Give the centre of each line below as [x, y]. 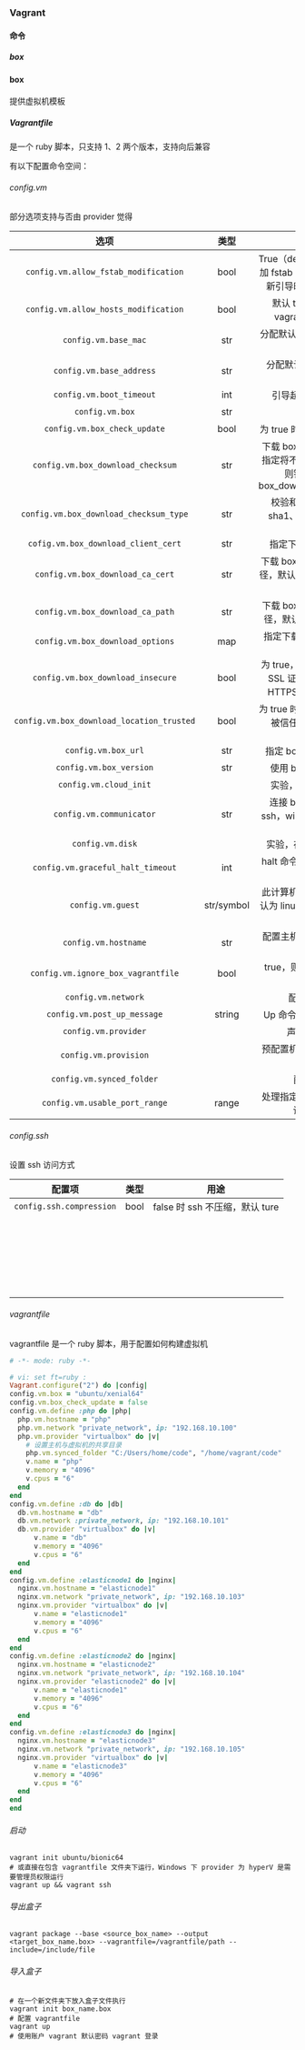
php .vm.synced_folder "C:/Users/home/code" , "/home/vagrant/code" [154, 1453]
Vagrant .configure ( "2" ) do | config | [79, 1386]
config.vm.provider [104, 1031]
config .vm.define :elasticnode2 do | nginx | [93, 1656]
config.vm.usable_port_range [105, 1103]
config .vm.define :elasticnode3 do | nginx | [93, 1733]
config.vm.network [105, 997]
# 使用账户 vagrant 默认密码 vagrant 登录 [84, 2036]
